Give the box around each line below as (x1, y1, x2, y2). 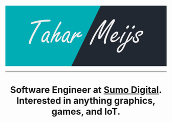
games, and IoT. (51, 106, 121, 117)
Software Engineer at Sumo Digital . (10, 84, 162, 96)
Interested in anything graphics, (16, 95, 156, 107)
